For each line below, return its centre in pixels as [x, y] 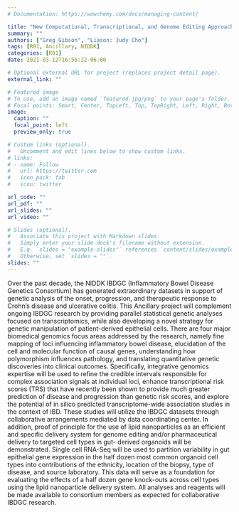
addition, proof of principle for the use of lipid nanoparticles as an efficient [116, 427]
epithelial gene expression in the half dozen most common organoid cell [113, 457]
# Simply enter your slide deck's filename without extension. [106, 243]
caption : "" [32, 119]
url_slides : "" [30, 210]
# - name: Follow [33, 164]
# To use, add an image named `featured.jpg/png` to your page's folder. [119, 99]
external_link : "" [34, 79]
